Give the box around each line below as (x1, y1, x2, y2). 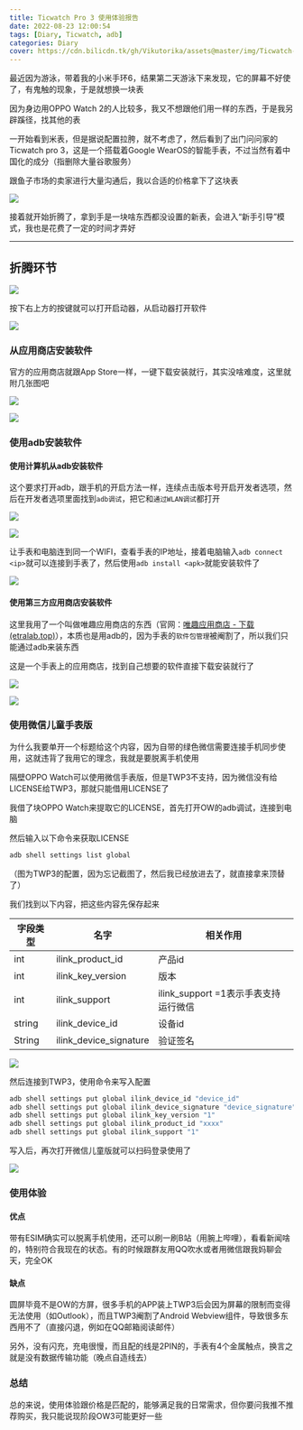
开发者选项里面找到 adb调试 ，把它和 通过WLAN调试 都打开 (24, 494, 221, 504)
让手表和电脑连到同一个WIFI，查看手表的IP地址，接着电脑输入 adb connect (9, 547, 284, 558)
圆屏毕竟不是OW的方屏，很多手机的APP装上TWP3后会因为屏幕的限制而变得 (9, 1299, 291, 1310)
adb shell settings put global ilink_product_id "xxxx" (9, 1120, 224, 1129)
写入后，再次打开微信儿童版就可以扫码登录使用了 (9, 1145, 191, 1156)
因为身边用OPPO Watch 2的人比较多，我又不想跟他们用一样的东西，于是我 (9, 103, 286, 114)
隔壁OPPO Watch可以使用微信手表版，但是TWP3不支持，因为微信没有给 (9, 771, 278, 782)
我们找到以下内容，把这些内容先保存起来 (9, 899, 160, 909)
